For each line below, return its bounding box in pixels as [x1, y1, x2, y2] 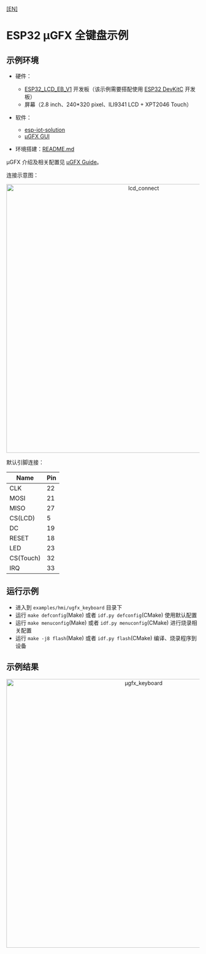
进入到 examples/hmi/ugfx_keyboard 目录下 [15, 603, 123, 611]
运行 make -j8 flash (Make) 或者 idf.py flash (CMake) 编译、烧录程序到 [15, 634, 197, 641]
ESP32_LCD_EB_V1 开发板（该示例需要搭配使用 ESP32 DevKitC [24, 85, 184, 93]
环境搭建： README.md [15, 146, 75, 152]
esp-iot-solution [24, 126, 66, 133]
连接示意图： [6, 171, 39, 179]
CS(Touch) [9, 554, 41, 562]
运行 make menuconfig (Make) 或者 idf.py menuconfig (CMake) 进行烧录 [15, 619, 192, 626]
